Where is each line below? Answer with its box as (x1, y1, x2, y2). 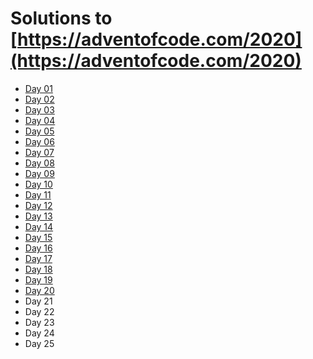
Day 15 (24, 231, 53, 243)
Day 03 (24, 103, 55, 116)
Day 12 (24, 199, 53, 211)
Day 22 (24, 305, 55, 317)
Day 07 (24, 146, 55, 158)
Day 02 (24, 93, 55, 105)
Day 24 (24, 327, 55, 339)
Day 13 (24, 210, 53, 222)
